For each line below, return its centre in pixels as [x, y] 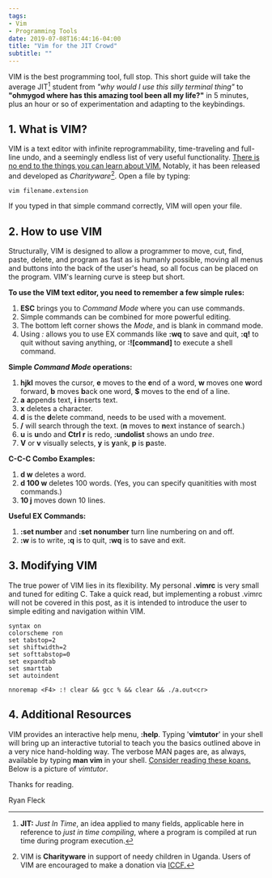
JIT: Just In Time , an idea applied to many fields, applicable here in [132, 823]
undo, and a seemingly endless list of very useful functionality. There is [141, 157]
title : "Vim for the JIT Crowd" [63, 46]
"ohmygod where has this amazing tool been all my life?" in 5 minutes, [129, 95]
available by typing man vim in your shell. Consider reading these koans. [130, 760]
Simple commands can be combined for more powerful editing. [125, 316]
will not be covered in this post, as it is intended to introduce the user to [127, 602]
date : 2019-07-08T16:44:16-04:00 [65, 39]
